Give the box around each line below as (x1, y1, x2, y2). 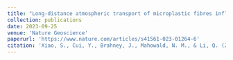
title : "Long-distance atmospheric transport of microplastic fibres (7, 10, 213, 17)
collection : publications (7, 17, 82, 23)
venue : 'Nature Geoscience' (7, 29, 89, 37)
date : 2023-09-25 (7, 23, 58, 30)
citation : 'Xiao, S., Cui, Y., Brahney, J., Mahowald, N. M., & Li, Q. (7, 42, 218, 49)
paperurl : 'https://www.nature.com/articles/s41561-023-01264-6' (7, 36, 200, 43)
